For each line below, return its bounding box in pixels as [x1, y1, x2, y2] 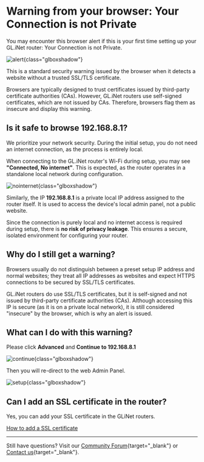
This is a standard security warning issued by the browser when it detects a [6, 67, 196, 74]
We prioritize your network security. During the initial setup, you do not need [6, 139, 198, 146]
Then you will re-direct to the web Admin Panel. [6, 367, 126, 374]
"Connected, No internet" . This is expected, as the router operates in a [6, 163, 186, 171]
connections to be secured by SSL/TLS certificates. [6, 279, 135, 286]
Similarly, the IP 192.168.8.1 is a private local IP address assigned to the [6, 194, 185, 201]
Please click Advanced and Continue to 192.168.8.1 [6, 343, 136, 351]
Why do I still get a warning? [6, 249, 115, 260]
